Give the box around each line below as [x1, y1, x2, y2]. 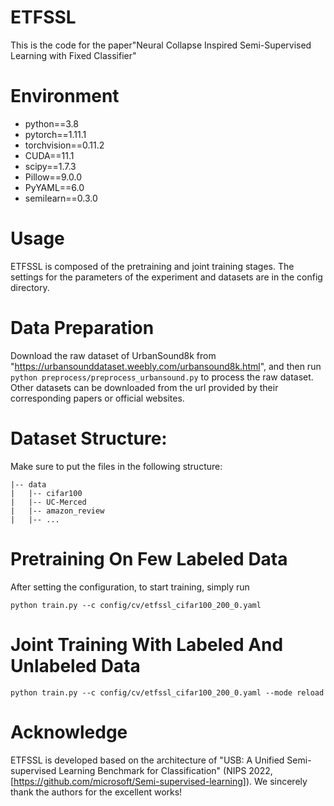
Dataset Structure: [10, 427, 168, 450]
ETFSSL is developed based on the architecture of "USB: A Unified [10, 754, 285, 766]
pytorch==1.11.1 [24, 128, 87, 140]
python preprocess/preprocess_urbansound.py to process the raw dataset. [10, 371, 314, 383]
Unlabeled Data [10, 654, 141, 677]
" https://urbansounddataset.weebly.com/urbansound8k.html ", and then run [10, 360, 322, 372]
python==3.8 [24, 117, 79, 130]
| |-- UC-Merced [10, 497, 87, 507]
